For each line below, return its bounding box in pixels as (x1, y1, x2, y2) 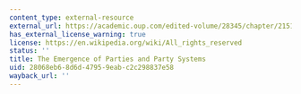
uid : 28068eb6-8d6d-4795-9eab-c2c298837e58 (9, 64, 175, 73)
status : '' (9, 47, 50, 56)
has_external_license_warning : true (9, 30, 146, 38)
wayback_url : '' (9, 72, 70, 81)
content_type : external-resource (9, 13, 134, 22)
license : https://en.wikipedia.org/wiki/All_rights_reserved (9, 38, 243, 47)
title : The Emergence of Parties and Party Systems (9, 55, 206, 64)
